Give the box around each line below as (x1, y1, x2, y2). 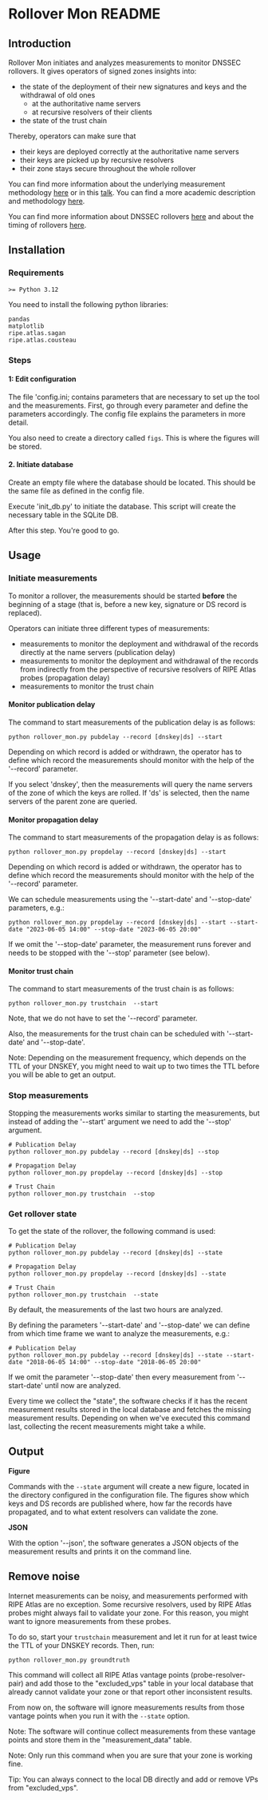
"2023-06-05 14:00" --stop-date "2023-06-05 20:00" (26, 925, 202, 934)
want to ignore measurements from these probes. (8, 1616, 171, 1626)
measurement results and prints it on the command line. (8, 1547, 192, 1556)
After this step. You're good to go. (8, 525, 120, 536)
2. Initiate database (8, 460, 74, 469)
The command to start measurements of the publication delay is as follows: (8, 717, 256, 727)
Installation (8, 243, 65, 257)
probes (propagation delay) (19, 673, 110, 682)
